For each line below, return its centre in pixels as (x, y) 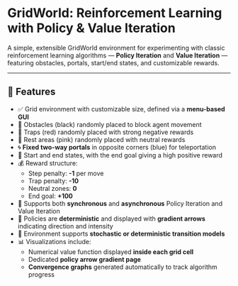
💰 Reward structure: (47, 163)
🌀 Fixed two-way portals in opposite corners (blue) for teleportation (117, 147)
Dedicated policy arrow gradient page (85, 259)
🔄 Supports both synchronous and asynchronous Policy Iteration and (120, 203)
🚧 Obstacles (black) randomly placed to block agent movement (109, 124)
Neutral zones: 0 (52, 188)
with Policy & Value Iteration (91, 28)
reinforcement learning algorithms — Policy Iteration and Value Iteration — (118, 55)
